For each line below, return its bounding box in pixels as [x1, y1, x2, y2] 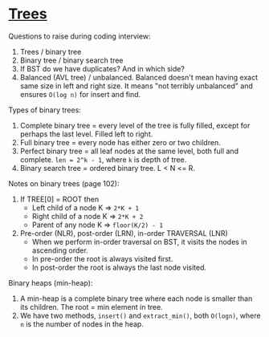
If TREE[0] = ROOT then [19, 194, 100, 204]
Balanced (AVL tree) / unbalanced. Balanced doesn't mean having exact [19, 72, 259, 82]
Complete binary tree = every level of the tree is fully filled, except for [19, 120, 251, 130]
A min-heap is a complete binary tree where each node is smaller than [19, 294, 253, 303]
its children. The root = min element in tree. [19, 302, 163, 311]
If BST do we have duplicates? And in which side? [19, 63, 185, 73]
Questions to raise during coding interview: [8, 31, 151, 41]
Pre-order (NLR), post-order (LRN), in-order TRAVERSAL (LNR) [19, 228, 229, 238]
